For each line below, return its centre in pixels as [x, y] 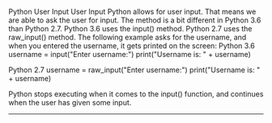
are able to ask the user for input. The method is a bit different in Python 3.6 [135, 20]
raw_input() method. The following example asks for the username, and [127, 37]
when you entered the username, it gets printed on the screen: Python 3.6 [132, 46]
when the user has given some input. [70, 102]
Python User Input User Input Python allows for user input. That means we [132, 12]
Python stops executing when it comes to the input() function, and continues [136, 94]
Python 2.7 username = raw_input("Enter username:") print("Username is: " [134, 70]
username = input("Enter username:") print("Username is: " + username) [130, 54]
